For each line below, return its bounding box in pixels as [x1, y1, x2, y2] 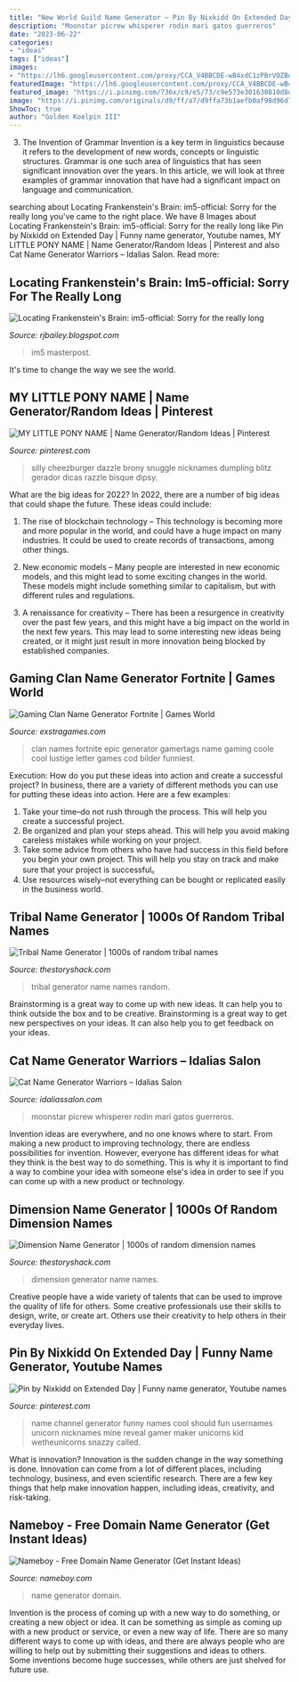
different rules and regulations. [21, 590, 135, 600]
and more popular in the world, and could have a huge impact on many [21, 525, 282, 536]
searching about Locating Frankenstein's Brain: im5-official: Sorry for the [9, 202, 278, 212]
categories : [9, 37, 53, 47]
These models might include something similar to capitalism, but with [21, 581, 276, 591]
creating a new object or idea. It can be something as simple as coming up [9, 1616, 282, 1628]
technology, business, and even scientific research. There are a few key [9, 1472, 273, 1483]
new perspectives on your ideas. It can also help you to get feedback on [9, 1018, 274, 1028]
